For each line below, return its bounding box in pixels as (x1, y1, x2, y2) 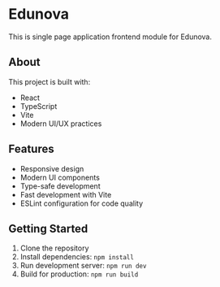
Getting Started (8, 221, 88, 236)
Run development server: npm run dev (19, 261, 147, 271)
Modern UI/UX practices (19, 119, 102, 128)
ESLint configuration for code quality (19, 198, 144, 208)
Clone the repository (19, 243, 89, 253)
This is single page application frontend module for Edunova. (8, 32, 213, 41)
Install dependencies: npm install (19, 252, 134, 262)
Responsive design (19, 163, 84, 173)
